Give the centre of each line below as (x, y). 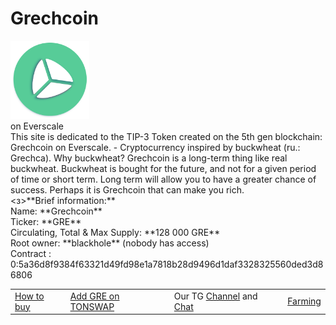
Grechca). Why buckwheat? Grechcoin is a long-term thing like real (149, 158)
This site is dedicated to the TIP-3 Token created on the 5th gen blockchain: (166, 136)
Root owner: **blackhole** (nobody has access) (110, 243)
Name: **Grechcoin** (56, 211)
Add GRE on (94, 296)
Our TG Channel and (215, 296)
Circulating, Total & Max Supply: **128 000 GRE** (115, 232)
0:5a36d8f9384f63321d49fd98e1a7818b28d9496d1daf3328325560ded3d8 (167, 264)
